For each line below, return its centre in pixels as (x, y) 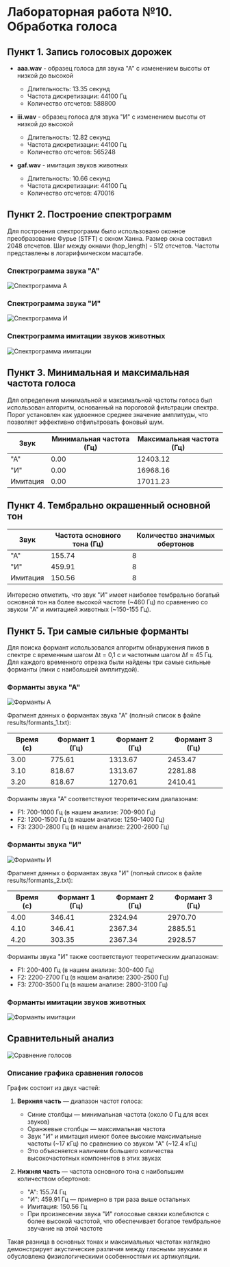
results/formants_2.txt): (40, 880)
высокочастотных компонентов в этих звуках (94, 1158)
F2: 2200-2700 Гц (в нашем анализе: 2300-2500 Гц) (93, 977)
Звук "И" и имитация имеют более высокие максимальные (114, 1137)
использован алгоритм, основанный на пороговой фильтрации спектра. (113, 407)
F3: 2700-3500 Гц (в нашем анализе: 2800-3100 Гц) (92, 984)
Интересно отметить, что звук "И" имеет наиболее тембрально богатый (114, 595)
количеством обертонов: (54, 1179)
